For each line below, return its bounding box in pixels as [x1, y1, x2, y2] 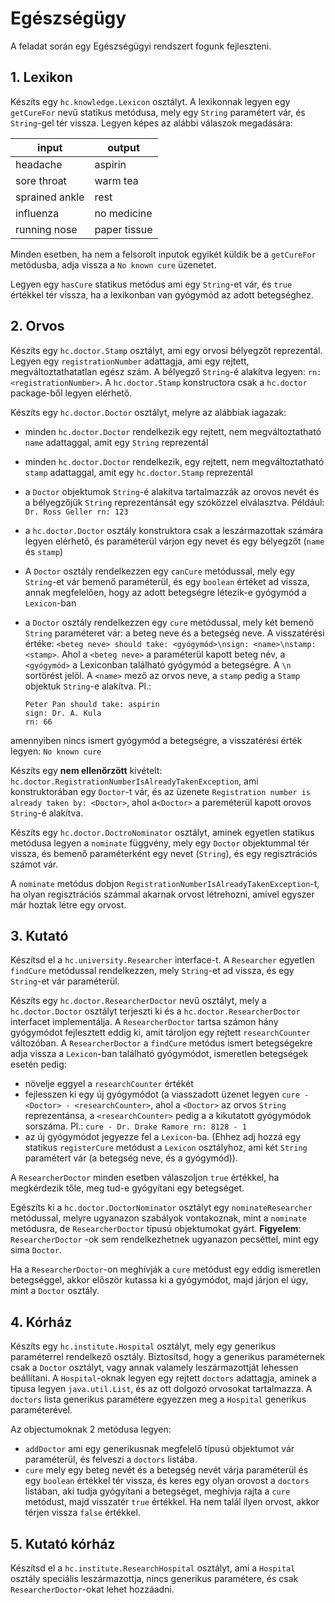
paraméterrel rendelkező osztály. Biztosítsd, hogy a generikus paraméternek [10, 1351, 325, 1363]
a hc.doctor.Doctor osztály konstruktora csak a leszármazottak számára [24, 524, 324, 536]
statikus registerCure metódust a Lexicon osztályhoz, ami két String [24, 1142, 308, 1154]
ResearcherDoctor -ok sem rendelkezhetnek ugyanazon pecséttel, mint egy [10, 1233, 320, 1246]
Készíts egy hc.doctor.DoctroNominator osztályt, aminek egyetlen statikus [10, 826, 315, 838]
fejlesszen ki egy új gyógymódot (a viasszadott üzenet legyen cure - [24, 1088, 310, 1101]
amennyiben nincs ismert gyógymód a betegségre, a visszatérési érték [10, 734, 303, 746]
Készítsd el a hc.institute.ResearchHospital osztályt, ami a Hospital [10, 1562, 296, 1574]
